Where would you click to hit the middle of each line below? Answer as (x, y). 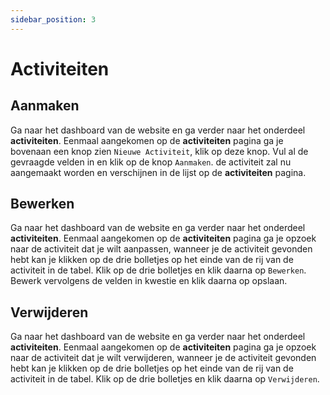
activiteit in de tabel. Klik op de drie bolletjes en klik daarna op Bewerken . (158, 270)
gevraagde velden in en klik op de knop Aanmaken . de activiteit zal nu (151, 162)
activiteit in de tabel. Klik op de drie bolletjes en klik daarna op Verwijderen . (165, 379)
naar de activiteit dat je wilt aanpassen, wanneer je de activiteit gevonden (161, 249)
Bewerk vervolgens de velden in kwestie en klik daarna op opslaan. (149, 281)
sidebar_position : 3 (53, 19)
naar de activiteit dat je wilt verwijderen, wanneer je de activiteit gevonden (163, 358)
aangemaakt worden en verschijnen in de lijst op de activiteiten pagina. (158, 172)
